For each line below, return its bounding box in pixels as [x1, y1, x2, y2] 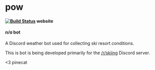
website [36, 18, 53, 24]
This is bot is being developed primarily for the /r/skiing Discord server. [5, 50, 150, 56]
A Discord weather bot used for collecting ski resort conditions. [5, 40, 135, 46]
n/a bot [5, 29, 21, 35]
